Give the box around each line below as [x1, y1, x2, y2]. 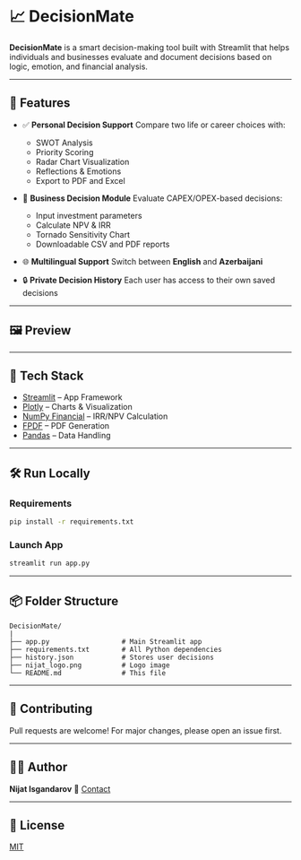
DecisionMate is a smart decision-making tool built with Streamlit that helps [9, 41, 289, 53]
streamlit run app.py [9, 559, 90, 569]
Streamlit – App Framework [21, 392, 123, 403]
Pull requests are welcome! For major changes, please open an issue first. [9, 725, 282, 735]
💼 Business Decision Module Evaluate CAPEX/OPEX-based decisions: [21, 193, 283, 204]
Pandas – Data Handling [21, 430, 111, 441]
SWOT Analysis [35, 137, 93, 148]
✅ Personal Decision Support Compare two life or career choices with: [21, 119, 286, 130]
